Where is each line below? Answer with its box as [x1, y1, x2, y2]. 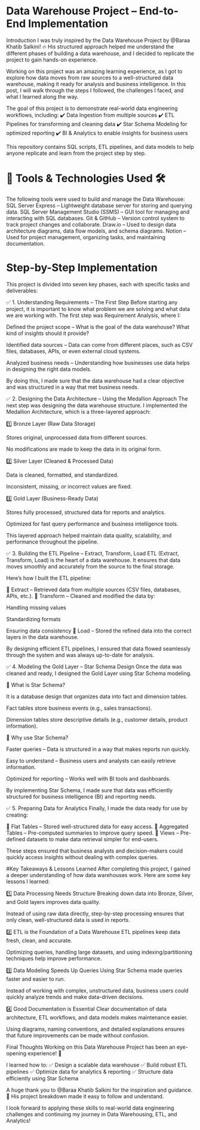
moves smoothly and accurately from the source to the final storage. [6, 563, 175, 570]
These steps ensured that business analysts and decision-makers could [6, 847, 183, 854]
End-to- [139, 4, 179, 18]
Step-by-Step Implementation [6, 261, 158, 274]
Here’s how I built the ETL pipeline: [6, 574, 91, 581]
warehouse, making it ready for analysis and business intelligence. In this [6, 80, 186, 87]
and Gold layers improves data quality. [6, 898, 100, 905]
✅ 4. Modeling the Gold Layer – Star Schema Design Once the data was [6, 662, 182, 670]
